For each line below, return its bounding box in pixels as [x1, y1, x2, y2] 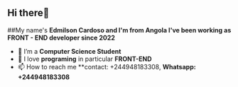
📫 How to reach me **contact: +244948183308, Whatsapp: [17, 62, 197, 71]
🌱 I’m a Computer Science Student [17, 47, 121, 55]
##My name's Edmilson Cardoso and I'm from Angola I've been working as [7, 25, 232, 34]
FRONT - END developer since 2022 [7, 33, 116, 42]
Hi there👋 [7, 7, 50, 19]
